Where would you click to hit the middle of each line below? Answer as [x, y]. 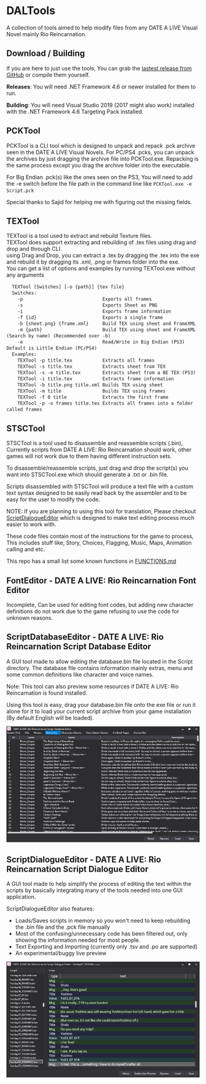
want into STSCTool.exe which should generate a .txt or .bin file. [87, 475]
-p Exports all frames [85, 299]
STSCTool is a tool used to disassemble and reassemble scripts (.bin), [95, 443]
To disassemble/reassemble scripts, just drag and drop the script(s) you [97, 468]
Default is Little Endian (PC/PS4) [52, 348]
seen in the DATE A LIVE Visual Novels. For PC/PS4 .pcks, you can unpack [100, 152]
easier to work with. [31, 524]
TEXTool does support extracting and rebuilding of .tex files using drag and [101, 242]
